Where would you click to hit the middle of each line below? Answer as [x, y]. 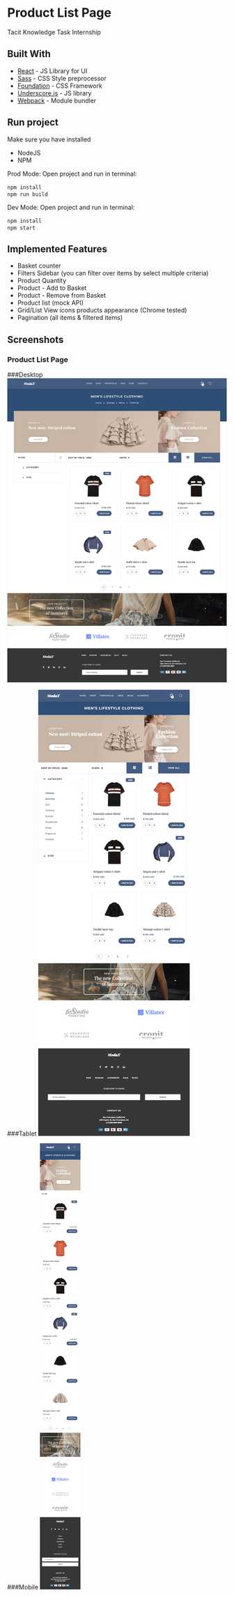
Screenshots [36, 339]
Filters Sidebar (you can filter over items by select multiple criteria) [113, 273]
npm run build [28, 194]
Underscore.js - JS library [54, 93]
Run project [33, 122]
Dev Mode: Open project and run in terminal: [71, 207]
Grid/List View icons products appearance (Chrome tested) [102, 310]
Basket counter [39, 266]
